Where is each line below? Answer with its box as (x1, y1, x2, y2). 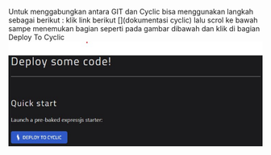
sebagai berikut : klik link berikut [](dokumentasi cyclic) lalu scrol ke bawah (8, 15, 258, 25)
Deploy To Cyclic (8, 32, 65, 42)
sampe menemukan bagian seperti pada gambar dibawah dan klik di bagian (8, 24, 261, 33)
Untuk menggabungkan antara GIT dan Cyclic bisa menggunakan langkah (8, 7, 254, 16)
